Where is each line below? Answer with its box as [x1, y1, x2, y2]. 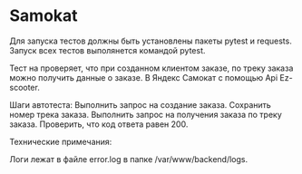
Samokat [9, 5, 79, 26]
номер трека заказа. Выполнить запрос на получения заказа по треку [9, 109, 283, 120]
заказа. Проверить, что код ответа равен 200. [9, 119, 189, 130]
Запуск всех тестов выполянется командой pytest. [9, 44, 206, 55]
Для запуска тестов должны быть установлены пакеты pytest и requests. [9, 35, 292, 46]
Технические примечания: [9, 136, 112, 147]
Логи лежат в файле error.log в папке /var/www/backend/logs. [9, 153, 248, 164]
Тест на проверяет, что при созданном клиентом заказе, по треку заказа [9, 63, 294, 73]
